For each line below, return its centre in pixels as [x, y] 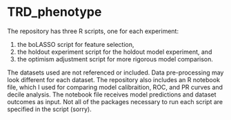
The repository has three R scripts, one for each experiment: [93, 31]
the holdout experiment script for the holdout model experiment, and [114, 52]
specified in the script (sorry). [49, 109]
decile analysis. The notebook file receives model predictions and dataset [112, 94]
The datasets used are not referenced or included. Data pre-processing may [115, 72]
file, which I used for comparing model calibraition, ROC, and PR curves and [115, 87]
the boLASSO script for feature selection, [76, 44]
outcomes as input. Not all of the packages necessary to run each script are [115, 101]
